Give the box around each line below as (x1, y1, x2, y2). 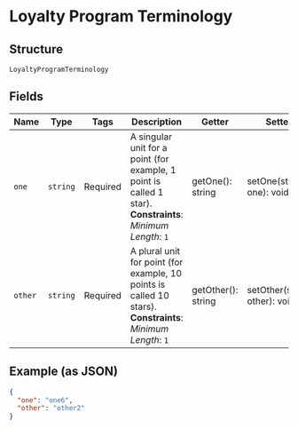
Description (131, 115, 183, 128)
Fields (9, 89, 44, 104)
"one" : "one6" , (17, 395, 74, 405)
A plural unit (129, 244, 180, 257)
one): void (247, 186, 290, 198)
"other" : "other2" (17, 404, 86, 413)
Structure (9, 42, 64, 57)
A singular (129, 131, 173, 143)
